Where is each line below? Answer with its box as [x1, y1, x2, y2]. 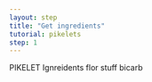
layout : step [9, 12, 58, 22]
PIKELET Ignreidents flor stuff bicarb [9, 62, 144, 73]
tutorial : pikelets [9, 29, 82, 38]
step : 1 [9, 37, 38, 47]
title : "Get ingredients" [9, 21, 105, 30]
